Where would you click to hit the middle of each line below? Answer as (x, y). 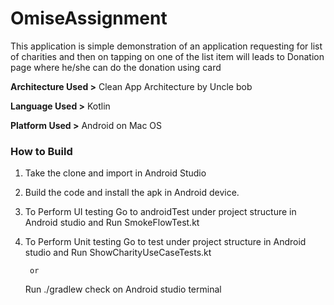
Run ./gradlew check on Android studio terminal (123, 289)
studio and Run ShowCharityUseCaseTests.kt (118, 253)
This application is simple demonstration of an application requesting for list (166, 46)
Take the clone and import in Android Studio (115, 173)
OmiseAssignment (89, 18)
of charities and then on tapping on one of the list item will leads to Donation (167, 56)
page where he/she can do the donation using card (116, 67)
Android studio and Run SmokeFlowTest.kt (112, 223)
